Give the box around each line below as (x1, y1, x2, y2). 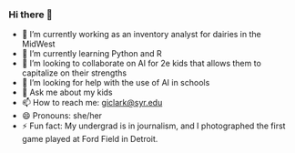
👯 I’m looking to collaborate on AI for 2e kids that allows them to (21, 58, 261, 69)
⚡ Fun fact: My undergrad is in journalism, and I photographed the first (21, 120, 286, 131)
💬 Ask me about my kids (21, 87, 113, 98)
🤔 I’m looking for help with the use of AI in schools (21, 77, 210, 88)
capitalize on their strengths (21, 67, 127, 78)
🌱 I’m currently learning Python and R (21, 48, 162, 59)
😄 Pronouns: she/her (21, 110, 102, 121)
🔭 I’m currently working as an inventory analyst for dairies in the (21, 29, 261, 40)
